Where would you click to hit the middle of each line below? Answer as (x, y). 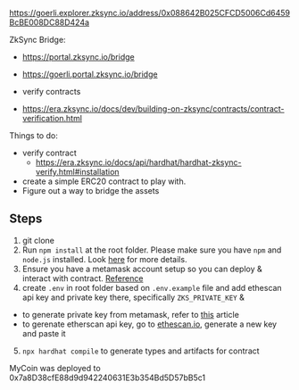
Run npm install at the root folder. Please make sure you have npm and (152, 250)
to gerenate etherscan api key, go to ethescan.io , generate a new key (149, 324)
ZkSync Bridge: (37, 40)
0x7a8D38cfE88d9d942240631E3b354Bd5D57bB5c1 (108, 378)
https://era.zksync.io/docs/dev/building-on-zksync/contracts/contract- (153, 109)
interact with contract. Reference (83, 278)
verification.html (52, 118)
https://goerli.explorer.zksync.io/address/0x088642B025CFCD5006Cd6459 (149, 13)
